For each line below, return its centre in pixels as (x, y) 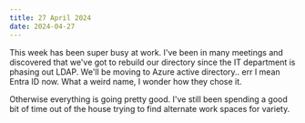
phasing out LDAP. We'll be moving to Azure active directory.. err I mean (145, 72)
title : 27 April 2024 (51, 18)
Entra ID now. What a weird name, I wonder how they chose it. (126, 81)
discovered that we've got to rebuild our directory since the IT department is (152, 62)
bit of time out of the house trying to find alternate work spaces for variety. (150, 108)
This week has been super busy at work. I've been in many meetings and (147, 52)
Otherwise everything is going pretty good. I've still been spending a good (149, 99)
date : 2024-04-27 (42, 26)
